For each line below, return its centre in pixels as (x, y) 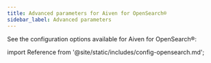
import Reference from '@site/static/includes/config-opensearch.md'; (106, 52)
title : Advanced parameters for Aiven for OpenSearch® (87, 13)
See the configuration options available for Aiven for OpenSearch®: (102, 39)
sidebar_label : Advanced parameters (59, 20)
